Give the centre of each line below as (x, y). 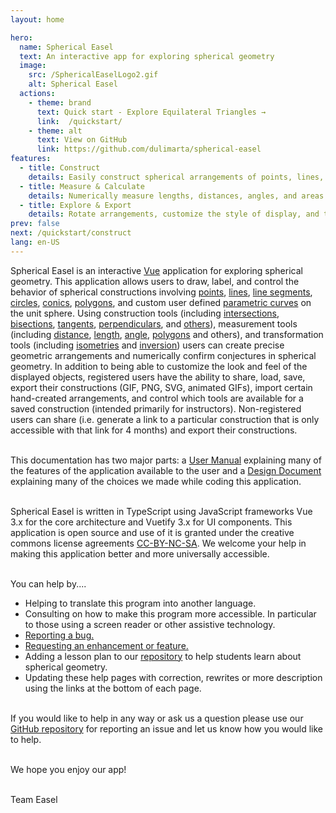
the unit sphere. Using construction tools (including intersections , (145, 313)
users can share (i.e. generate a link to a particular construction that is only (165, 419)
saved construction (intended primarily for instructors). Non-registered (156, 408)
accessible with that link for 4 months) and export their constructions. (154, 430)
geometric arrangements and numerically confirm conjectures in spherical (163, 355)
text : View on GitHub (82, 140)
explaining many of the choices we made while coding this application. (156, 481)
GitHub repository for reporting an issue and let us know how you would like (167, 728)
